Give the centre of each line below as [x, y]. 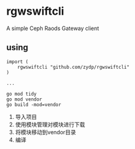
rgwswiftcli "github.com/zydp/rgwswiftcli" [74, 67]
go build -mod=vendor [34, 105]
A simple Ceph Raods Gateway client [53, 28]
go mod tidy [21, 94]
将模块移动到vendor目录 [46, 132]
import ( [17, 62]
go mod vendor [24, 99]
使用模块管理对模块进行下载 [50, 124]
